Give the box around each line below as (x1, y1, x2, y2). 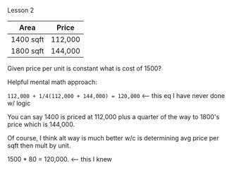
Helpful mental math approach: (7, 78, 97, 86)
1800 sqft (11, 46, 44, 56)
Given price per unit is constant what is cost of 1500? (7, 64, 162, 73)
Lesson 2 (7, 6, 34, 14)
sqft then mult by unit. (7, 141, 71, 150)
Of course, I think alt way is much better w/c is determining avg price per (7, 134, 219, 142)
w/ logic (7, 99, 31, 107)
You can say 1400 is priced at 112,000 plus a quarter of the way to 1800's (7, 113, 220, 121)
